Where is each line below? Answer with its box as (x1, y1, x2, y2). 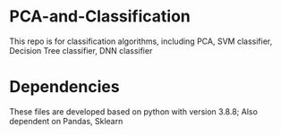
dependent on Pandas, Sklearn (9, 115, 123, 126)
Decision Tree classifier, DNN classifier (9, 45, 153, 55)
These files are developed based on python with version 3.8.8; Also (9, 105, 258, 117)
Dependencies (9, 77, 120, 97)
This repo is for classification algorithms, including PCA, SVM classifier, (9, 36, 273, 46)
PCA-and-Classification (9, 6, 191, 27)
